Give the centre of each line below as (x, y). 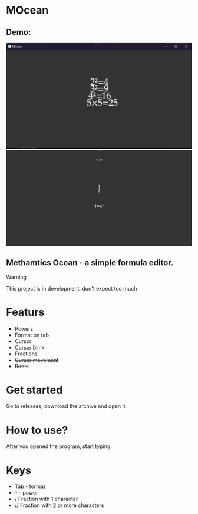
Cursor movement (37, 360)
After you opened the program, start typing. (59, 446)
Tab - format (30, 486)
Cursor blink (29, 347)
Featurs (25, 312)
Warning (16, 277)
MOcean (27, 10)
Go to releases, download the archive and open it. (67, 406)
